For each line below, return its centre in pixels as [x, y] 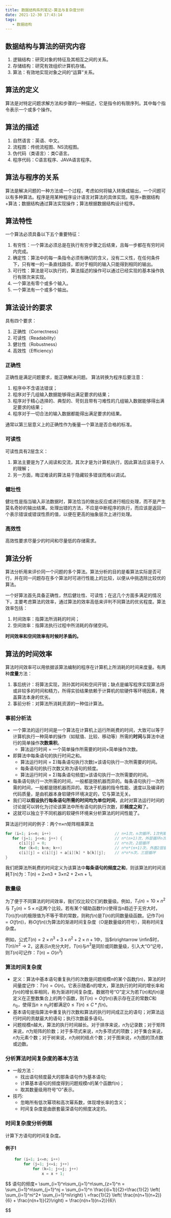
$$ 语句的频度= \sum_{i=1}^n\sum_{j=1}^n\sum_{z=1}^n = [65, 1184]
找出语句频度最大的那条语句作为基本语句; [63, 1077]
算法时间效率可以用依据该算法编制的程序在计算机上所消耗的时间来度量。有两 [85, 667]
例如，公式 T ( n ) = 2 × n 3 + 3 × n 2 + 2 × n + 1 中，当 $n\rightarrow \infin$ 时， [83, 939]
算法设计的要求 [29, 307]
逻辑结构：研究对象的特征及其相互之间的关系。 [62, 60]
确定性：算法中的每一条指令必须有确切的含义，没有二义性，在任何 [82, 258]
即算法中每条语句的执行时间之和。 [48, 756]
